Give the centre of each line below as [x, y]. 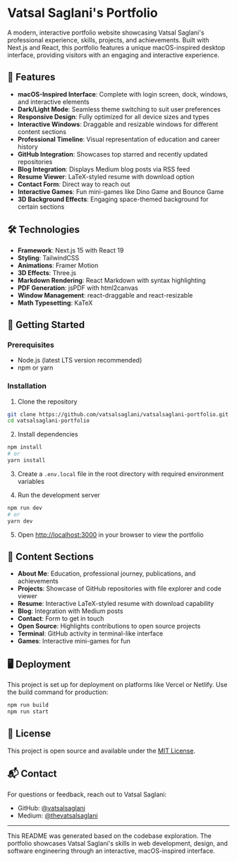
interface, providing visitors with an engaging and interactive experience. [114, 55]
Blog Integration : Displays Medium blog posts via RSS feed [104, 169]
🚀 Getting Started [46, 325]
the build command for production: [58, 692]
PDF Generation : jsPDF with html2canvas [78, 288]
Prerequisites [31, 345]
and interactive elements [53, 102]
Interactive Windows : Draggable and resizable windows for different [118, 124]
